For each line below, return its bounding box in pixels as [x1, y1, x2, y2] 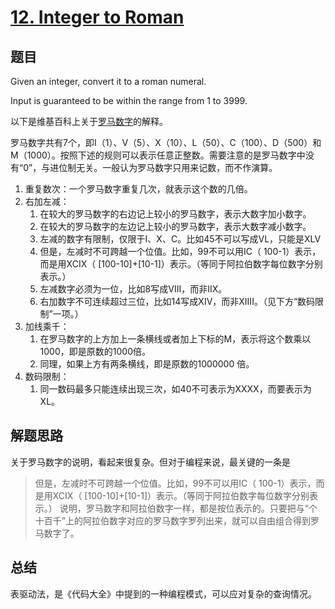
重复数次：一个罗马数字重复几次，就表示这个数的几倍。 [24, 183, 253, 195]
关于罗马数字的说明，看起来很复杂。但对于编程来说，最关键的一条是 [10, 456, 291, 468]
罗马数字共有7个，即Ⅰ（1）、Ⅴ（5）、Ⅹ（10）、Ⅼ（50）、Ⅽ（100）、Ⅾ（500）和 [10, 137, 322, 148]
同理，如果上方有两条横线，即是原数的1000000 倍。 [39, 358, 255, 370]
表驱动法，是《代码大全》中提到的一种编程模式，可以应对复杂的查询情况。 [10, 587, 317, 600]
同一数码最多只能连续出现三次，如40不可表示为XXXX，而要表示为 [39, 383, 312, 395]
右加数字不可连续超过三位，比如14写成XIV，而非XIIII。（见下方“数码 [39, 296, 316, 307]
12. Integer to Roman [10, 6, 185, 29]
